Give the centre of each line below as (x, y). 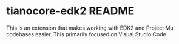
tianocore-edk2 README (70, 11)
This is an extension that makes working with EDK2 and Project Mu (90, 28)
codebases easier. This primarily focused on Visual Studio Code (86, 34)
